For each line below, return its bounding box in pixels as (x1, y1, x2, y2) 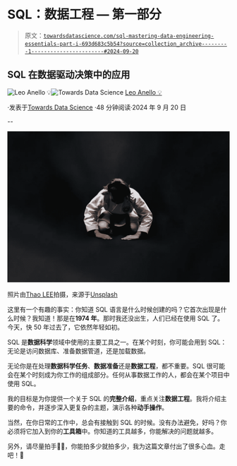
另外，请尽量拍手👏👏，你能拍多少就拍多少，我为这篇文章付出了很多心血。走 (7, 442, 226, 450)
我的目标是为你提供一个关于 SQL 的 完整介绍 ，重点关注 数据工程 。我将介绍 (7, 395, 221, 403)
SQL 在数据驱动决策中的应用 (7, 68, 130, 81)
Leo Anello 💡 (125, 88, 162, 96)
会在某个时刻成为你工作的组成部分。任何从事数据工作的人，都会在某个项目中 (7, 371, 230, 379)
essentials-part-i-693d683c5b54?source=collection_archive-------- (24, 40, 227, 47)
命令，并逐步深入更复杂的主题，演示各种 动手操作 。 (19, 403, 168, 412)
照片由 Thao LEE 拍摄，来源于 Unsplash (7, 290, 118, 299)
